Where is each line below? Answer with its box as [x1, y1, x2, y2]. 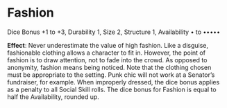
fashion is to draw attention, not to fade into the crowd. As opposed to [7, 55, 208, 64]
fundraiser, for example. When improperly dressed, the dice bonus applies [7, 78, 220, 86]
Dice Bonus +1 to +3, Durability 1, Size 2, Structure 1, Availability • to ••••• [7, 28, 221, 36]
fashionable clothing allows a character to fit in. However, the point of [7, 48, 206, 57]
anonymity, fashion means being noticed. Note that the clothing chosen [7, 63, 212, 71]
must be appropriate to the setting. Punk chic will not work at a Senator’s [7, 71, 215, 79]
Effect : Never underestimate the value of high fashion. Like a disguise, [7, 41, 209, 49]
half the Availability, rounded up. [7, 92, 99, 101]
